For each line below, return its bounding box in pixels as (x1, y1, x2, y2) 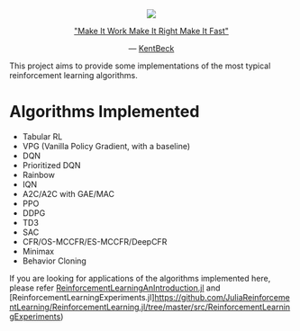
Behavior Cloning (22, 255, 87, 266)
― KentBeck (128, 43, 175, 53)
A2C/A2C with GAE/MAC (22, 188, 115, 199)
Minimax (22, 246, 55, 256)
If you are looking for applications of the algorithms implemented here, (9, 273, 271, 283)
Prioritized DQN (22, 159, 81, 170)
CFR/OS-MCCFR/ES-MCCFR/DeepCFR (22, 236, 168, 246)
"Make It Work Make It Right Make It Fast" (73, 26, 230, 36)
